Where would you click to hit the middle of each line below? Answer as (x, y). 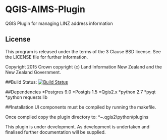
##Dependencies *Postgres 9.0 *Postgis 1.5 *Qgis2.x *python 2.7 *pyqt (80, 92)
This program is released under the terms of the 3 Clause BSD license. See (83, 51)
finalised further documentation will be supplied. (55, 132)
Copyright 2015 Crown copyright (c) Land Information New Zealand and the (84, 66)
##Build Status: (21, 82)
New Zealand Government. (33, 72)
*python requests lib (26, 97)
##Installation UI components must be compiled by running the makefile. (81, 107)
